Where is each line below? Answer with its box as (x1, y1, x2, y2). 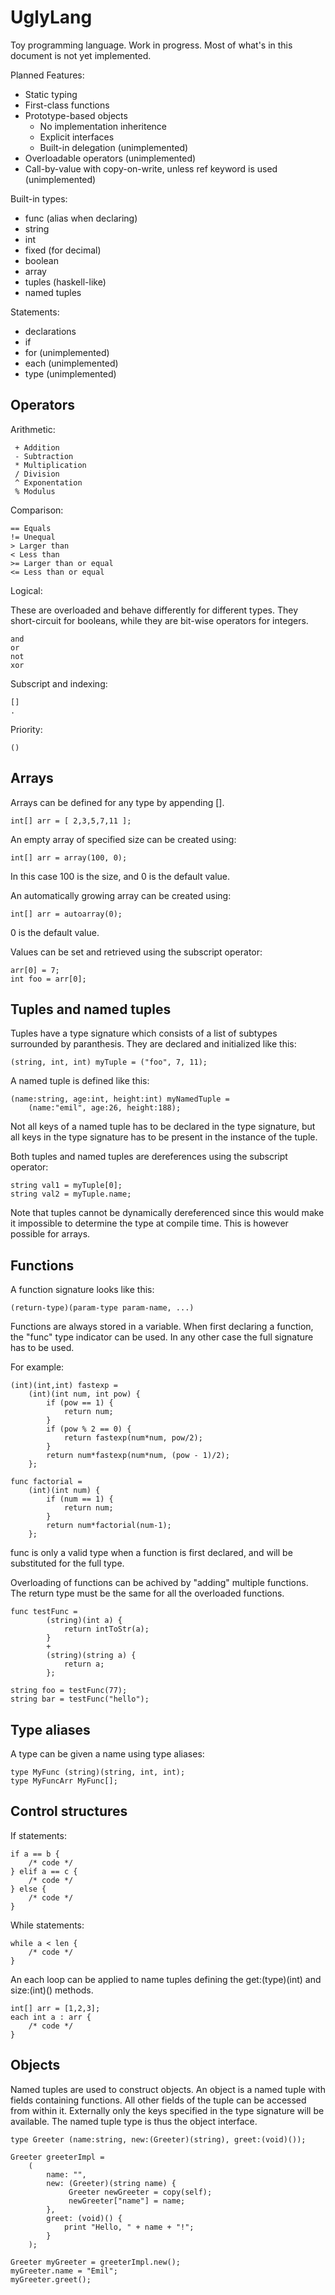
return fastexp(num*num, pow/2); (63, 1433, 203, 1443)
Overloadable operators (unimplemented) (24, 152, 197, 164)
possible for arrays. (10, 1228, 91, 1240)
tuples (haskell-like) (24, 276, 107, 288)
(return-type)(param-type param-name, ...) (10, 1303, 195, 1313)
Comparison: (10, 504, 64, 516)
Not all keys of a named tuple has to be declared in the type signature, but (10, 1121, 316, 1133)
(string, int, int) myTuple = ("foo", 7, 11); (10, 1057, 208, 1068)
